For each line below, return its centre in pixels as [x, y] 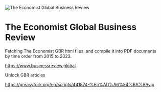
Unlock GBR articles [25, 75]
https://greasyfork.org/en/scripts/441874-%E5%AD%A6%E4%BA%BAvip [80, 84]
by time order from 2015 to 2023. [38, 56]
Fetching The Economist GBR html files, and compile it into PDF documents [81, 51]
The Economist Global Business [71, 27]
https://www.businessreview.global [40, 65]
